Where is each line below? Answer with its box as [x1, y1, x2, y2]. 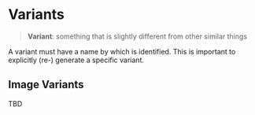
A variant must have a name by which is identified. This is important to [8, 46, 236, 56]
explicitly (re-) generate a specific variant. [8, 55, 144, 65]
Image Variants [8, 78, 84, 91]
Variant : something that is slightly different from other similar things [27, 32, 248, 41]
